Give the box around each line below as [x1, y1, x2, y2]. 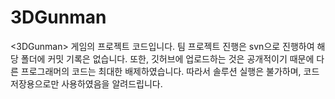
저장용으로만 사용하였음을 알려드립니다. [10, 77, 163, 90]
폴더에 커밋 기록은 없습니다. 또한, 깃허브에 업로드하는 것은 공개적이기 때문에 [20, 52, 315, 65]
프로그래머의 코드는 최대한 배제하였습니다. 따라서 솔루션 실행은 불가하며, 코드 [20, 65, 320, 77]
